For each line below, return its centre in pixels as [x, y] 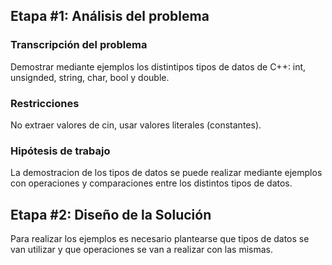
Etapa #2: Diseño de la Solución [111, 214]
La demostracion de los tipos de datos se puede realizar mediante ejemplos [166, 173]
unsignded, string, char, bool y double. [90, 77]
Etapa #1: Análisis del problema [110, 16]
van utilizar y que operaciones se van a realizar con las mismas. [141, 250]
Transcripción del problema [79, 45]
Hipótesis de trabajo [60, 151]
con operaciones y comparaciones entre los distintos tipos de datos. [151, 183]
